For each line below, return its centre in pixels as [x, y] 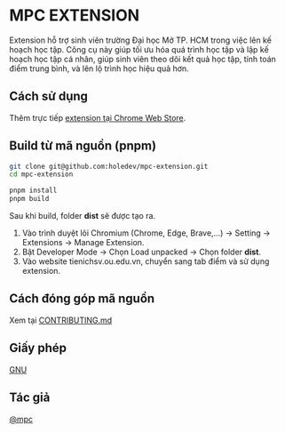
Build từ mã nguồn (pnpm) [83, 146]
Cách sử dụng [49, 96]
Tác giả [30, 398]
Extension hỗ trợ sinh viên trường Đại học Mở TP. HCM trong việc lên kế [141, 40]
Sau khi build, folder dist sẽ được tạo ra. [83, 216]
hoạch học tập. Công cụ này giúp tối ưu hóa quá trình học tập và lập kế [139, 49]
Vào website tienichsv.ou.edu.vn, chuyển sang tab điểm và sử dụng [146, 261]
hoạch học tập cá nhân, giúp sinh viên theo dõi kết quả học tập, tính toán [143, 59]
